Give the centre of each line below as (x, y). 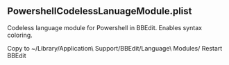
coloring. (20, 35)
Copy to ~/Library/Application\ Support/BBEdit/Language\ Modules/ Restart (115, 48)
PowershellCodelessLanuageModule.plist (100, 11)
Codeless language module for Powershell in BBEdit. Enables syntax (105, 27)
